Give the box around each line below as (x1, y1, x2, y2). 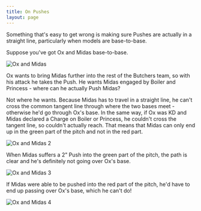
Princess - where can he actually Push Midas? (6, 84, 121, 91)
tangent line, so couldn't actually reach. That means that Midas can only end (6, 121, 196, 129)
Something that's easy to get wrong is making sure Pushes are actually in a (6, 30, 192, 38)
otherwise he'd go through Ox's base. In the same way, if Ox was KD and (6, 109, 187, 116)
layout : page (6, 14, 39, 20)
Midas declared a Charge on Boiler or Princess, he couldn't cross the (6, 115, 177, 123)
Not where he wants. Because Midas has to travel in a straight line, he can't (6, 96, 193, 103)
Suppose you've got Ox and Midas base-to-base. (6, 48, 128, 56)
